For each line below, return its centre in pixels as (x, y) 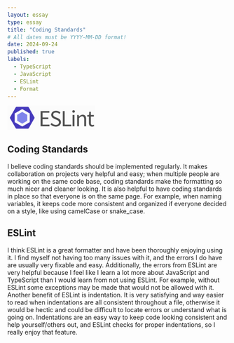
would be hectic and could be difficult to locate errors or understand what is (117, 309)
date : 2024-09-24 (33, 45)
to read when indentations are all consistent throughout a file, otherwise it (114, 302)
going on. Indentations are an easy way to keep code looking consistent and (117, 317)
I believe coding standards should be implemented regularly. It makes (108, 166)
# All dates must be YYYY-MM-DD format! (67, 37)
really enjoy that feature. (42, 332)
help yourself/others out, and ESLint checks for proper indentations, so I (111, 324)
